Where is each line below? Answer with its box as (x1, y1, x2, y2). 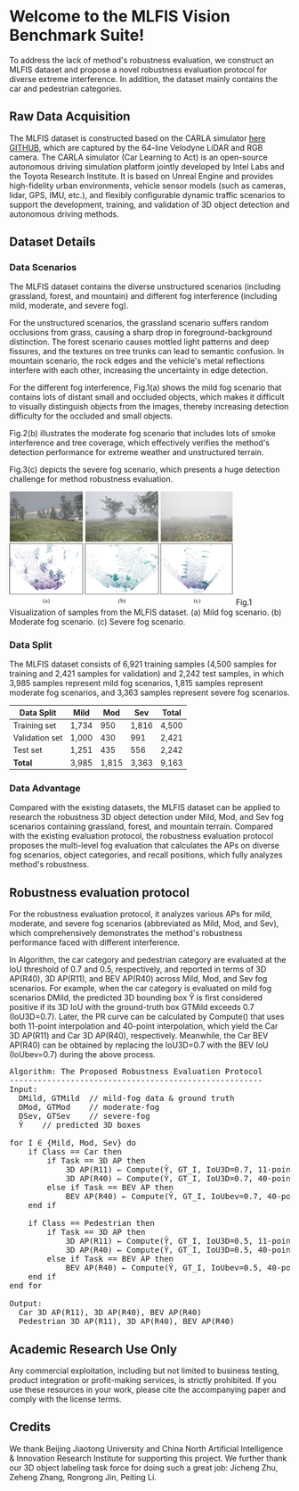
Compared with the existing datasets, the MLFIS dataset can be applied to (9, 802, 280, 813)
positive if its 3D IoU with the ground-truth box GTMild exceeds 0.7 (9, 1002, 255, 1013)
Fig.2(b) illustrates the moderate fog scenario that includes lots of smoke (9, 428, 276, 439)
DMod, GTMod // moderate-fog (18, 1102, 160, 1113)
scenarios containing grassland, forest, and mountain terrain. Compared (9, 821, 274, 832)
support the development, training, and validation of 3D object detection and (9, 199, 290, 210)
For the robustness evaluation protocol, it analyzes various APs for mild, (9, 908, 273, 920)
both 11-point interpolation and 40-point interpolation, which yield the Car (9, 1021, 279, 1031)
